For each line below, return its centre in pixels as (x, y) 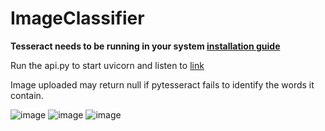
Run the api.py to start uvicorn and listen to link (107, 65)
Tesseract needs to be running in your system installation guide (145, 46)
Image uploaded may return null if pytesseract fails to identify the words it (162, 84)
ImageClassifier (77, 18)
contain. (27, 95)
